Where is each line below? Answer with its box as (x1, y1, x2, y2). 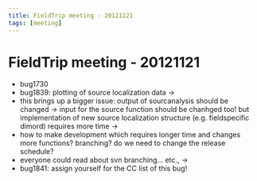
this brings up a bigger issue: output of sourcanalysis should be (19, 96, 229, 106)
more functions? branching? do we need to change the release (19, 138, 226, 148)
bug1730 (19, 79, 49, 89)
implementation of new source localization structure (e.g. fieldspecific (19, 113, 250, 123)
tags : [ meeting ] (8, 19, 62, 27)
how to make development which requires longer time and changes (19, 130, 241, 140)
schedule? (19, 147, 54, 156)
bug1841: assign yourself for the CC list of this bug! (19, 164, 188, 173)
